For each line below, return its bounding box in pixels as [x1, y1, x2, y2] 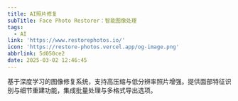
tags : [7, 23, 23, 31]
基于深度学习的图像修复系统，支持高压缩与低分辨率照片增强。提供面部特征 [7, 77, 225, 85]
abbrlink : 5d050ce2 [7, 51, 65, 58]
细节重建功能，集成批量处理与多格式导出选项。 [19, 86, 157, 95]
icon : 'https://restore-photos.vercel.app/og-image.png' [7, 43, 180, 51]
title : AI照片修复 [7, 10, 58, 18]
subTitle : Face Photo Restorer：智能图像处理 [7, 17, 137, 24]
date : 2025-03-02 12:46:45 [7, 57, 87, 64]
